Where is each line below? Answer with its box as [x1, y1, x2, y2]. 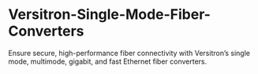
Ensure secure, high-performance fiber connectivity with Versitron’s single [8, 48, 251, 57]
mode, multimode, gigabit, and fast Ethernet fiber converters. [8, 57, 208, 66]
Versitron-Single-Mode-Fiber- [8, 6, 211, 24]
